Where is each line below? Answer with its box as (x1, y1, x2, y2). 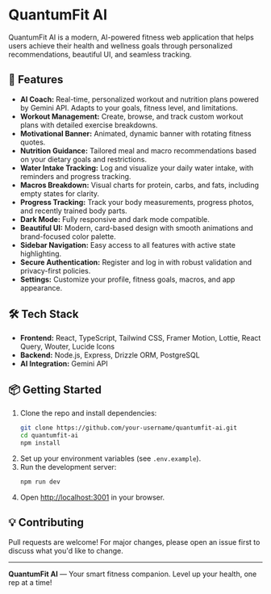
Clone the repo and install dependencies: (19, 408, 157, 418)
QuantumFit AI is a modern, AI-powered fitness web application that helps (8, 32, 254, 42)
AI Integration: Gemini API (19, 358, 109, 368)
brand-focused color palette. (19, 232, 117, 241)
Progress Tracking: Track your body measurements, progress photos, (19, 197, 254, 207)
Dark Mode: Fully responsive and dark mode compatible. (19, 214, 210, 224)
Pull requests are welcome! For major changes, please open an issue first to (8, 537, 261, 546)
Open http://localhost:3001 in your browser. (19, 492, 165, 502)
